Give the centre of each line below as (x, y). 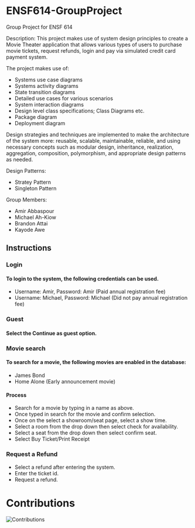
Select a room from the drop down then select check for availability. (96, 427)
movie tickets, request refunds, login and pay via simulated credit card (91, 50)
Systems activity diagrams (47, 85)
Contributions (40, 503)
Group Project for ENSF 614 (40, 27)
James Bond (30, 375)
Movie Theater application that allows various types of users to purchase (94, 44)
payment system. (27, 57)
